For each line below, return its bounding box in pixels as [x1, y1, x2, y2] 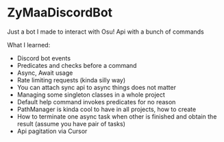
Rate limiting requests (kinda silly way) [16, 75, 126, 84]
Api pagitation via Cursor [16, 127, 88, 135]
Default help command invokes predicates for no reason [16, 97, 176, 106]
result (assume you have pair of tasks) [16, 119, 125, 128]
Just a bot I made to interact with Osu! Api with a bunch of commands [7, 27, 204, 36]
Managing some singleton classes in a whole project [16, 91, 166, 99]
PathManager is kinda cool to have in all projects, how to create [16, 105, 197, 113]
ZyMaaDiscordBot [7, 5, 113, 21]
